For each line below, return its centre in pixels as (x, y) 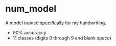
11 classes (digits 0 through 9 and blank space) (62, 38)
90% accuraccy (29, 32)
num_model (31, 9)
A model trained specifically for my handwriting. (56, 23)
